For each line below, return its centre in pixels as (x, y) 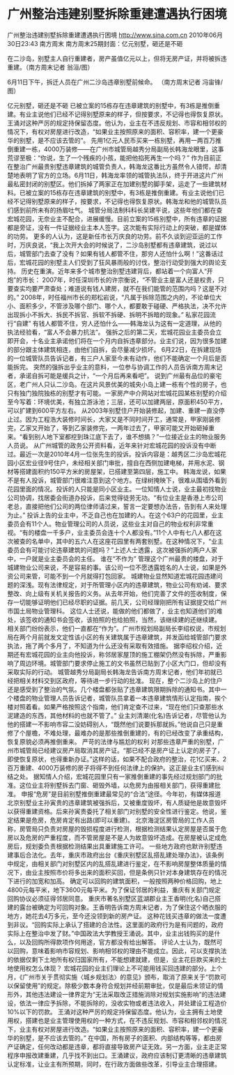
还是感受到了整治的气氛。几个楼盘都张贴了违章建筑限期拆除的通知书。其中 (114, 689)
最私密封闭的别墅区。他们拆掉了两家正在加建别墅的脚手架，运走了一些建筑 (114, 184)
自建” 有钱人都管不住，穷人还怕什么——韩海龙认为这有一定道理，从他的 (119, 323)
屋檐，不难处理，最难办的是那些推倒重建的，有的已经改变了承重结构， (126, 733)
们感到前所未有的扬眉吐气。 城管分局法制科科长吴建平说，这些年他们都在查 (115, 210)
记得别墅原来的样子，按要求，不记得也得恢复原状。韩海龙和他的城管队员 (123, 201)
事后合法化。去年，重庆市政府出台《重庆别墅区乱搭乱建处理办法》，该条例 (118, 855)
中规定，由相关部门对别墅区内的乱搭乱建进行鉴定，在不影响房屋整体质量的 (114, 863)
